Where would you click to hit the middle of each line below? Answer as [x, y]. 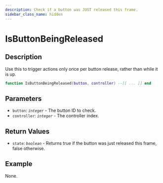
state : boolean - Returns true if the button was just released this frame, [84, 143]
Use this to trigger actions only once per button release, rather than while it [81, 69]
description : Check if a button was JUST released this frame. [72, 10]
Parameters [23, 99]
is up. [11, 74]
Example [19, 164]
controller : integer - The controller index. [56, 116]
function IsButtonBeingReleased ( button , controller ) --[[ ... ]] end [78, 83]
